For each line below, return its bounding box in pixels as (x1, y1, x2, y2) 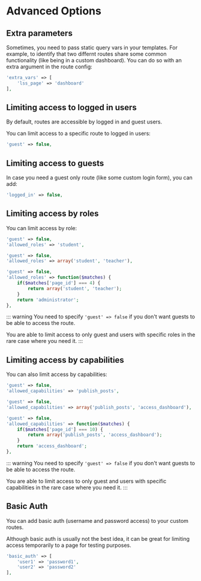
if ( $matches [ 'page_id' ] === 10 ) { (17, 426, 103, 432)
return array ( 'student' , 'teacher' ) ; (28, 285, 122, 291)
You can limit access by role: (6, 224, 77, 231)
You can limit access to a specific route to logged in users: (6, 130, 151, 137)
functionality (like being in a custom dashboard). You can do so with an (6, 57, 182, 64)
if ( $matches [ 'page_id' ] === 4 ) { (17, 280, 101, 286)
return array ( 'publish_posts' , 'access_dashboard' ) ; (28, 432, 163, 438)
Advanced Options (6, 4, 102, 18)
